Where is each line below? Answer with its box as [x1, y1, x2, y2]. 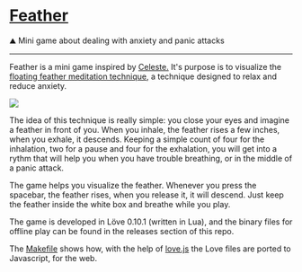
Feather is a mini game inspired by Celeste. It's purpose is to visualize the [9, 61, 282, 72]
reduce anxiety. [9, 80, 67, 91]
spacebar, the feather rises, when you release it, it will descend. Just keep [9, 189, 285, 200]
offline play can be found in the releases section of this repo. [9, 225, 235, 236]
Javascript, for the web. [9, 252, 97, 263]
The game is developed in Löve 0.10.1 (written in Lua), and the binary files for [9, 216, 293, 227]
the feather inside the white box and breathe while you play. [9, 198, 231, 209]
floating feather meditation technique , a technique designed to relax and [9, 71, 277, 82]
